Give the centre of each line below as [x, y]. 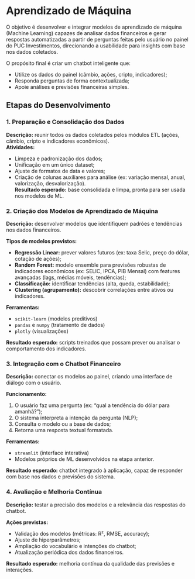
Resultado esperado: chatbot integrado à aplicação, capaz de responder [95, 471]
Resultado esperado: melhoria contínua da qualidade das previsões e [90, 563]
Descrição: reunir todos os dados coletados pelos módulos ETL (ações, [93, 135]
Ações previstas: [27, 522]
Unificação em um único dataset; [54, 164]
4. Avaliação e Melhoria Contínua [54, 492]
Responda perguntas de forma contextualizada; [72, 81]
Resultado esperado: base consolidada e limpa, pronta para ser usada [100, 189]
